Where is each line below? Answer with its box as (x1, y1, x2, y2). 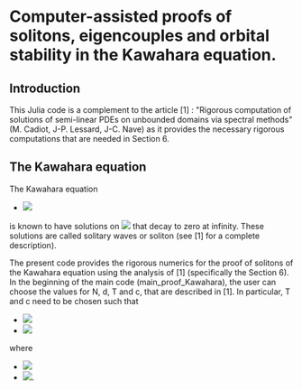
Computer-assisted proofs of (9, 6, 233, 27)
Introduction (9, 80, 81, 96)
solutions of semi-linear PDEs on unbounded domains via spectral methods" (9, 115, 293, 125)
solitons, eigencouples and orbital (9, 25, 270, 46)
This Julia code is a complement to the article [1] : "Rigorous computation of (9, 105, 291, 115)
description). (9, 239, 57, 250)
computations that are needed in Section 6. (9, 134, 169, 144)
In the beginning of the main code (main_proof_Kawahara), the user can (9, 276, 277, 287)
